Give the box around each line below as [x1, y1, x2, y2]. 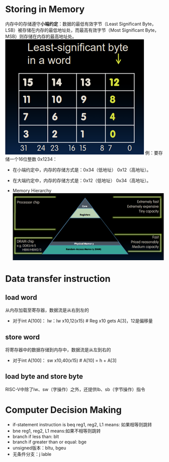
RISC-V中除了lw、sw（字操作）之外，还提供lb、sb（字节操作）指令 [5, 386, 145, 392]
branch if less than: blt [12, 433, 59, 439]
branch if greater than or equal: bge [12, 439, 87, 445]
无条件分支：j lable [12, 451, 52, 457]
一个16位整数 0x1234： [9, 156, 57, 162]
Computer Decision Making [5, 404, 122, 416]
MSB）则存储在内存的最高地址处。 [5, 33, 77, 39]
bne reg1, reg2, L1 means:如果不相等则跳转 [12, 428, 101, 434]
